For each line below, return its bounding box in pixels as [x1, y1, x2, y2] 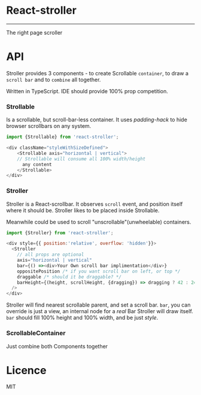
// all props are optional [17, 252, 84, 258]
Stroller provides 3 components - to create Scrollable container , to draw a [6, 69, 189, 76]
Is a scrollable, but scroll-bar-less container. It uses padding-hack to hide [6, 116, 187, 123]
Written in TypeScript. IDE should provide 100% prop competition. [6, 87, 169, 94]
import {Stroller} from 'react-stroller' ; [6, 229, 114, 236]
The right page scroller [6, 29, 63, 36]
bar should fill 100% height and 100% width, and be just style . [6, 314, 159, 321]
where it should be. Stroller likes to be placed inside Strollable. [6, 207, 160, 214]
